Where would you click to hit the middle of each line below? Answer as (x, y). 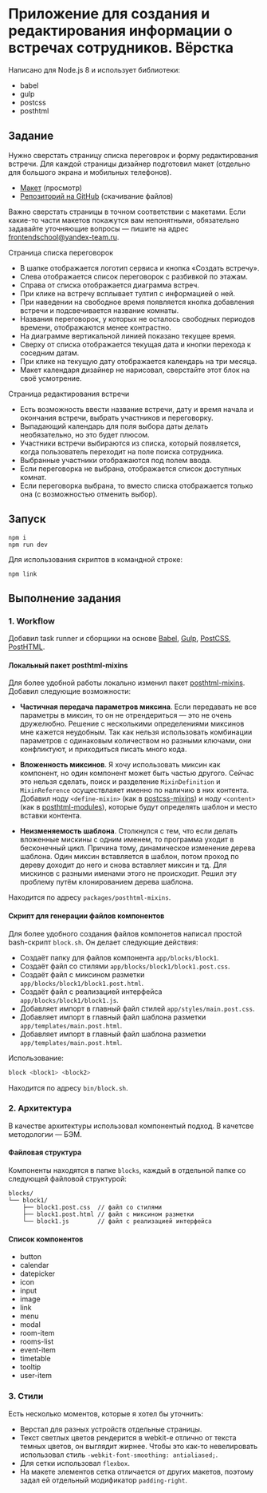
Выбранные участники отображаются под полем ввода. (116, 460)
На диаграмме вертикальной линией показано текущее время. (128, 335)
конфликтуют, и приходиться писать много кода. (103, 749)
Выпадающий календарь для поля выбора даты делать (114, 426)
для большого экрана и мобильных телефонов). (90, 172)
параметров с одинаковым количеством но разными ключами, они (135, 741)
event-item (37, 1350)
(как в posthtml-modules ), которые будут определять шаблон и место (138, 807)
